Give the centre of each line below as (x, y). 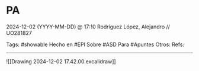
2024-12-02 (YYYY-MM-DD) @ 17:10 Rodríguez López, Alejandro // (88, 27)
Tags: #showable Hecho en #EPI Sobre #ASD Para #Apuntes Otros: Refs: (95, 44)
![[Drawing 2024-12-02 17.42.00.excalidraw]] (61, 61)
